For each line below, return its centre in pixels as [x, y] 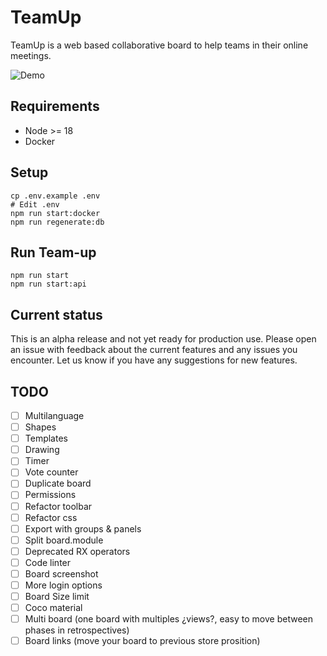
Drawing [42, 450]
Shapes [40, 427]
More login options [63, 585]
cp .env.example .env [55, 196]
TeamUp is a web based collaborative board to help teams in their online [159, 45]
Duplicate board [58, 483]
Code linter [48, 562]
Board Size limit [57, 596]
